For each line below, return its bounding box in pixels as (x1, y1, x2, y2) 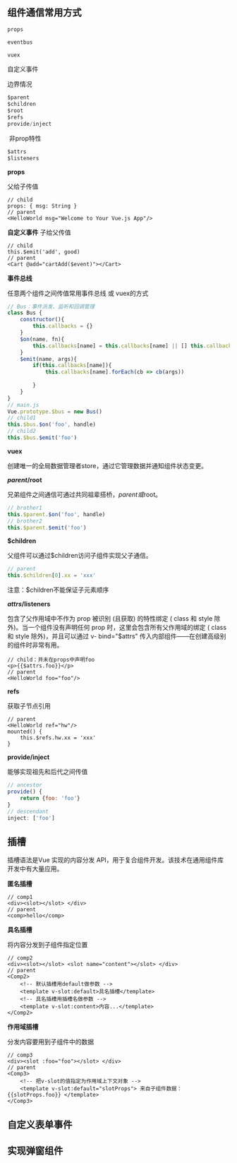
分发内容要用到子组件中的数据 (7, 1037, 94, 1046)
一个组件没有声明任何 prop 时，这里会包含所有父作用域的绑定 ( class (28, 624, 227, 632)
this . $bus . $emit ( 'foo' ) (7, 434, 78, 441)
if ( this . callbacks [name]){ (32, 362, 112, 369)
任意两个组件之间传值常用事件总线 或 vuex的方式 (7, 289, 149, 297)
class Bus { (7, 309, 42, 316)
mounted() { (7, 728, 42, 736)
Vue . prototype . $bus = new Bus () (7, 408, 102, 415)
